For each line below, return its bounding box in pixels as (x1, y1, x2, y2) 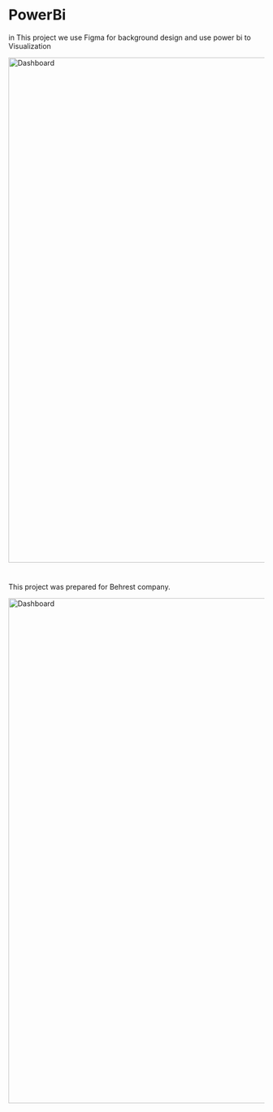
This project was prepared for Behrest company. (8, 582, 171, 592)
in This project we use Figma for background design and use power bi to (8, 32, 252, 42)
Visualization (8, 41, 51, 50)
